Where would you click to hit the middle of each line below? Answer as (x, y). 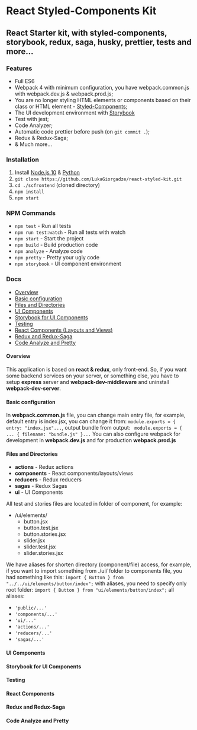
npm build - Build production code (56, 245)
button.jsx (36, 522)
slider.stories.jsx (43, 553)
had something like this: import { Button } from (65, 577)
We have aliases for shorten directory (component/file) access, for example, (99, 564)
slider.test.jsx (40, 547)
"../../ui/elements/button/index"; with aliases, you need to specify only (96, 583)
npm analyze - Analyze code (49, 251)
